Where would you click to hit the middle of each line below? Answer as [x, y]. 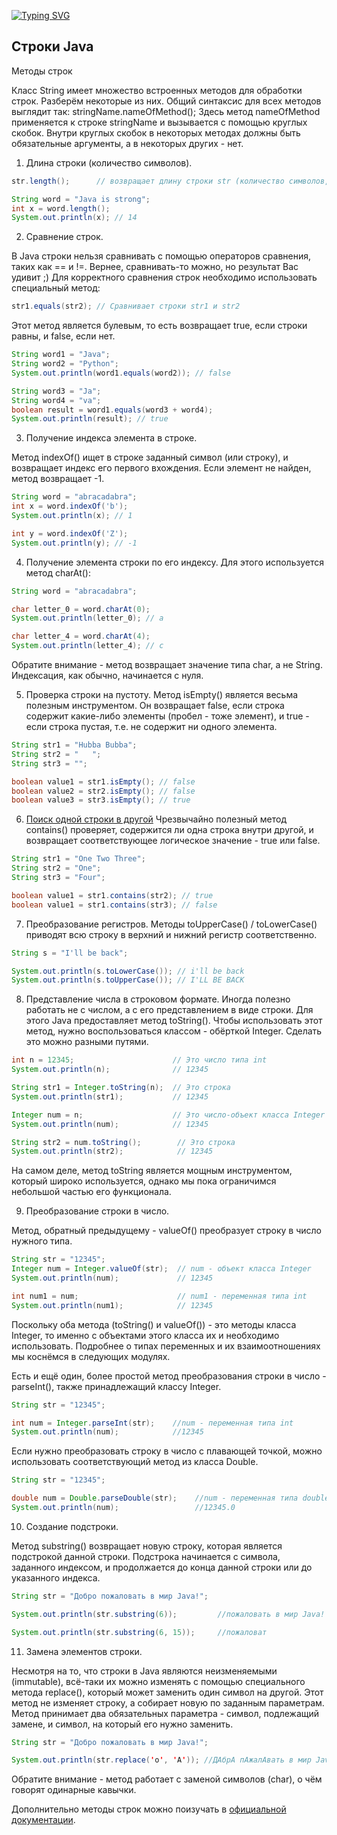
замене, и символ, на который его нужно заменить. [122, 1724]
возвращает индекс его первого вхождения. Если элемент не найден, [161, 468]
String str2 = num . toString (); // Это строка [123, 1142]
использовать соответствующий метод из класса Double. [135, 1462]
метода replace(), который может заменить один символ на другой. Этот [167, 1692]
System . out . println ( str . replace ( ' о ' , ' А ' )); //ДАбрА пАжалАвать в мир [161, 1760]
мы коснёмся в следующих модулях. [91, 1356]
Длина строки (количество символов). [109, 162]
